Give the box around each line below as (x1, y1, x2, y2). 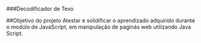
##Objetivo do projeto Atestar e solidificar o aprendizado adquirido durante (6, 17, 196, 24)
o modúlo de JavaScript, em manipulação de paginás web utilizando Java (6, 24, 191, 30)
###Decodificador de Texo (6, 5, 74, 12)
